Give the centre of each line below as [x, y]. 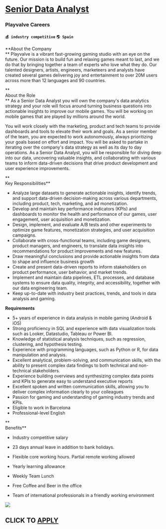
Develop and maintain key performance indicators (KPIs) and [75, 209]
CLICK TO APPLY [32, 520]
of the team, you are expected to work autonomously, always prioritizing [79, 137]
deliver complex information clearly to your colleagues [68, 392]
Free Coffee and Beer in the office [47, 486]
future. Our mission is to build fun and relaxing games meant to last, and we [82, 59]
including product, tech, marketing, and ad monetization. [70, 204]
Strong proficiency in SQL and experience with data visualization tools [84, 329]
